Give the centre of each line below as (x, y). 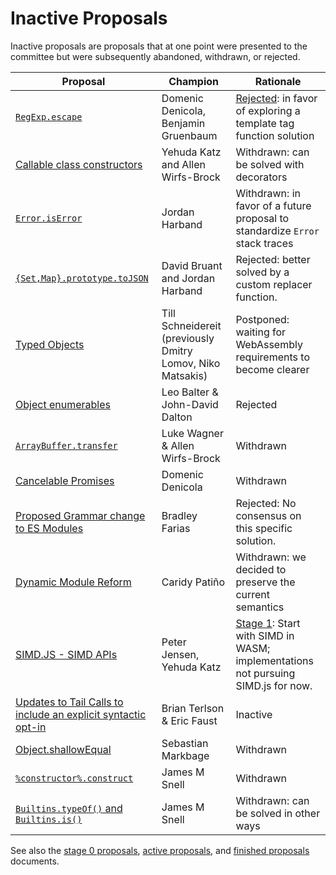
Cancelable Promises (65, 480)
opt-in (31, 727)
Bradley (179, 515)
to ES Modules (49, 528)
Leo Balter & (190, 392)
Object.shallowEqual (63, 749)
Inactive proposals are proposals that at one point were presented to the (159, 46)
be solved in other (278, 813)
